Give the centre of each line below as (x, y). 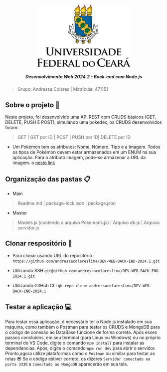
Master (20, 213)
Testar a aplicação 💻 (39, 307)
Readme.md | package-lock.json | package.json (67, 203)
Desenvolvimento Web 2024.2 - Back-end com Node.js (84, 76)
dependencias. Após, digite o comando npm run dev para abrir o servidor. (81, 348)
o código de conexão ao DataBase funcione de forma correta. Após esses (81, 332)
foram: (12, 128)
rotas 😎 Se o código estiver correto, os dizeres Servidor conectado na (78, 359)
